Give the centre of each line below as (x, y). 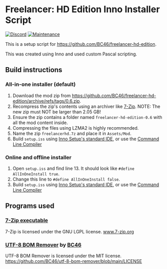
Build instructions (34, 70)
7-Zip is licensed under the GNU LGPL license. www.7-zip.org (70, 231)
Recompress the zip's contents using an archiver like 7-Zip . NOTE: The (86, 106)
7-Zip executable (27, 221)
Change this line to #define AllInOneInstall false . (66, 179)
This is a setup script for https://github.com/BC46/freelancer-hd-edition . (81, 44)
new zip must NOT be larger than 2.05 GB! (57, 112)
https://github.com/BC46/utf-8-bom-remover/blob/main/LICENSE (74, 261)
